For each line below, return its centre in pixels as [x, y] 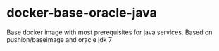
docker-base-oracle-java [82, 13]
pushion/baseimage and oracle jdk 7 [60, 39]
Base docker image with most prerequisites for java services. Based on [109, 32]
